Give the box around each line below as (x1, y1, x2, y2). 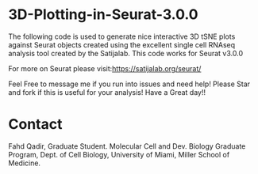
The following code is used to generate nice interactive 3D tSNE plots (8, 32, 236, 41)
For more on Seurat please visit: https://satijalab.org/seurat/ (8, 63, 202, 73)
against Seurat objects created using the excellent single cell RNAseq (8, 40, 236, 49)
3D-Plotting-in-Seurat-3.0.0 (8, 6, 198, 24)
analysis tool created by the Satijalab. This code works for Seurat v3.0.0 (8, 48, 244, 58)
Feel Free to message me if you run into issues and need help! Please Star (8, 79, 251, 89)
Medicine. (8, 158, 41, 168)
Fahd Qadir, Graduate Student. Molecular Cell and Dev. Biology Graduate (8, 141, 246, 151)
